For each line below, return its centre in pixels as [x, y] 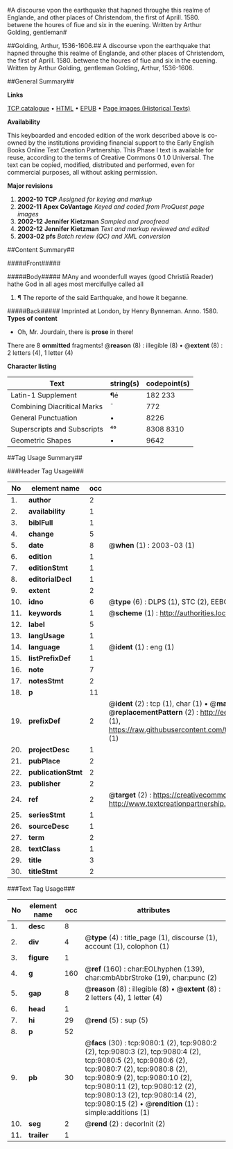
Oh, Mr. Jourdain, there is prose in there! [75, 332]
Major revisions [30, 186]
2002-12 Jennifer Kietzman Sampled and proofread [93, 221]
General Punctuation [44, 418]
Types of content [32, 318]
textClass [45, 849]
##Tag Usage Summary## [45, 458]
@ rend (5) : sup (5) [117, 1020]
